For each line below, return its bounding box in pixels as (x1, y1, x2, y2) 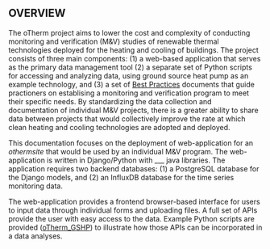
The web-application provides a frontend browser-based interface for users (8, 196, 260, 206)
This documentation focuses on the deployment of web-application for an (8, 137, 254, 148)
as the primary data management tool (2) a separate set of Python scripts (8, 62, 252, 72)
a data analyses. (8, 230, 63, 241)
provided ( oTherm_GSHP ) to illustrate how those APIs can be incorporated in (8, 222, 263, 232)
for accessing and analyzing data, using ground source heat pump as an (8, 70, 249, 80)
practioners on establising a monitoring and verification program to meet (8, 88, 250, 98)
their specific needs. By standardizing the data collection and (8, 96, 212, 106)
